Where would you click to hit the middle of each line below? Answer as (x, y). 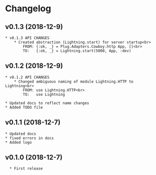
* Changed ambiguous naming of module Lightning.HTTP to (74, 82)
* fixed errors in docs (30, 138)
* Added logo (19, 142)
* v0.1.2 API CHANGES (27, 77)
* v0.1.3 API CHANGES (27, 38)
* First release (26, 169)
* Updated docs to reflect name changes (47, 103)
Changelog (28, 9)
